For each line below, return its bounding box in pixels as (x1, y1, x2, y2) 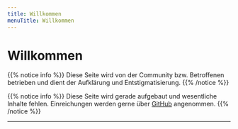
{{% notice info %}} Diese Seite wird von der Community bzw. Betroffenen (7, 71, 225, 79)
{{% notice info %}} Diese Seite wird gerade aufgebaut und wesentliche (7, 92, 217, 101)
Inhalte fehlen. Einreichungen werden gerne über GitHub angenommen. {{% (7, 100, 229, 108)
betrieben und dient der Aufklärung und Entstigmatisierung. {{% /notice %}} (7, 79, 229, 87)
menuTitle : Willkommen (7, 17, 74, 24)
